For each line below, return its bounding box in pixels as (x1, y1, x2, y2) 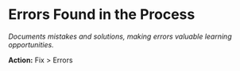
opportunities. (8, 39, 54, 49)
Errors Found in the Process (8, 6, 195, 24)
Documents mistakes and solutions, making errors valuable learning (8, 32, 232, 41)
